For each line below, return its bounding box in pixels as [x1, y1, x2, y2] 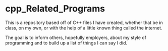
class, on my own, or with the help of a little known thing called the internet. [5, 24, 162, 30]
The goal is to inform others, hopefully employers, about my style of [5, 34, 146, 40]
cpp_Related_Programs [5, 3, 105, 14]
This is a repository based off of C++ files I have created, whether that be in [5, 19, 163, 25]
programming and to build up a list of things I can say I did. [5, 39, 128, 45]
